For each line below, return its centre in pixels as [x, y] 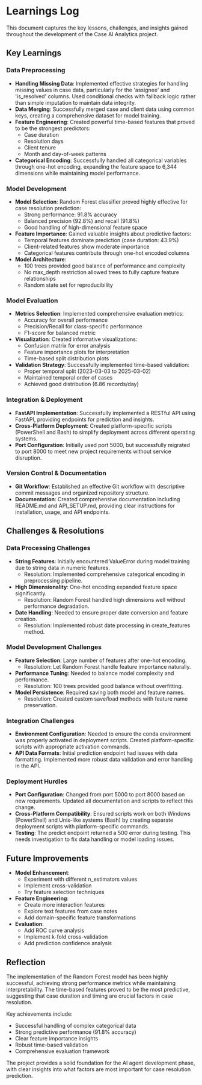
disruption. [28, 458]
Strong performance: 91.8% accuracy [70, 214]
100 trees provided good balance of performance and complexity [105, 266]
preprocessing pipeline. [53, 580]
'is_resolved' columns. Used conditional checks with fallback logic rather [105, 96]
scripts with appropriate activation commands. [72, 747]
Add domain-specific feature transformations [80, 918]
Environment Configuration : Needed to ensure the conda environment [103, 734]
